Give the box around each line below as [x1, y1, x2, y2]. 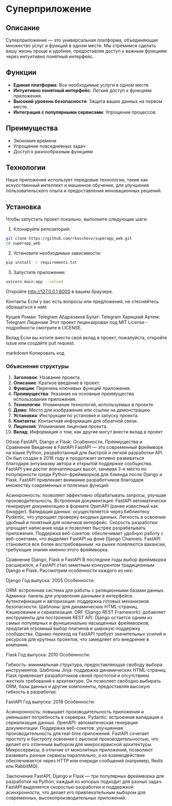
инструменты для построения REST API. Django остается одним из [6, 614, 153, 621]
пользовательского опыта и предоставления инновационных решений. [6, 188, 162, 194]
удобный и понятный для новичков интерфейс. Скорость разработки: [6, 520, 159, 526]
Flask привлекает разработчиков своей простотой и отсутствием [6, 672, 149, 679]
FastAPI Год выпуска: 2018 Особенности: [6, 699, 95, 705]
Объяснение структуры [6, 362, 69, 369]
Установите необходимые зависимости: [13, 250, 101, 256]
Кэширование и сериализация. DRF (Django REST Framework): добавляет [6, 609, 166, 615]
